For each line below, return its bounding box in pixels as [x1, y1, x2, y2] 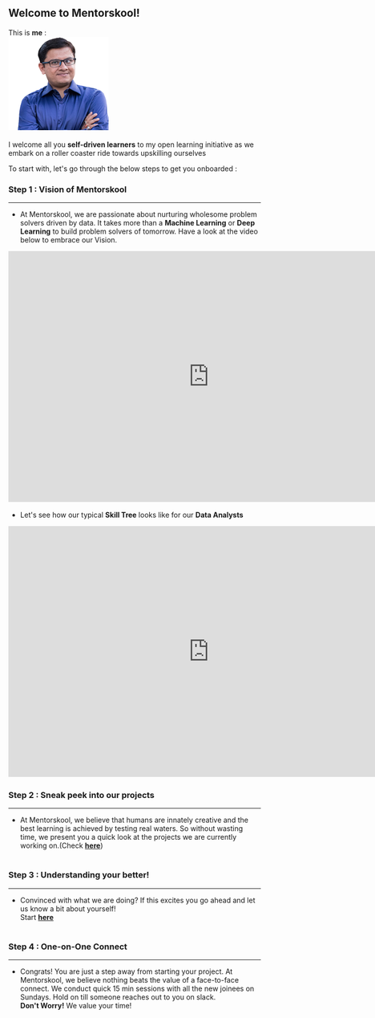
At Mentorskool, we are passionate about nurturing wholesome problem [19, 210, 258, 219]
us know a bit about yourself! [19, 903, 116, 914]
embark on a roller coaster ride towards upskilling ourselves [8, 148, 207, 157]
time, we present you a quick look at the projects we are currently [19, 833, 237, 842]
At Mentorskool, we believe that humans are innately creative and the [19, 815, 248, 825]
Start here [19, 912, 54, 922]
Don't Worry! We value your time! [19, 1001, 132, 1010]
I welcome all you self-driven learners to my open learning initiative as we [8, 140, 255, 149]
